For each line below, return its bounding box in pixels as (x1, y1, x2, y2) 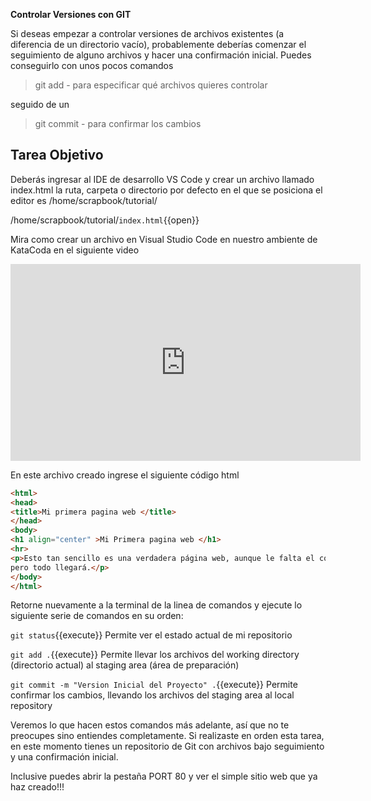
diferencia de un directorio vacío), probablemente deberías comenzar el (10, 39, 307, 50)
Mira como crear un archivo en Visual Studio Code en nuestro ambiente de (10, 233, 318, 245)
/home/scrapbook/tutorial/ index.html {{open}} (10, 214, 200, 226)
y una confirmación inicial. (10, 751, 119, 763)
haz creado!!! (10, 781, 65, 793)
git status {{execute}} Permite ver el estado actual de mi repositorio (10, 629, 293, 641)
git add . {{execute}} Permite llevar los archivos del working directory (10, 649, 300, 661)
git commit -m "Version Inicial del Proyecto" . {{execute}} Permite (10, 679, 298, 691)
